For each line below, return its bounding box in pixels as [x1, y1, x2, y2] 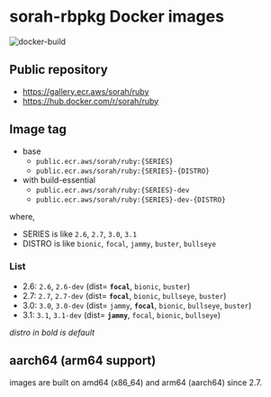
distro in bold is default [9, 327, 95, 338]
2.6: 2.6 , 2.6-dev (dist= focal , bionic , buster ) [22, 281, 191, 292]
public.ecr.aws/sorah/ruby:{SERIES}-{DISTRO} [35, 167, 210, 176]
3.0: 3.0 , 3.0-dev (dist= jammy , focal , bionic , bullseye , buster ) [22, 300, 252, 311]
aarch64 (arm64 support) [9, 353, 157, 368]
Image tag [9, 122, 68, 137]
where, [9, 211, 36, 221]
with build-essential [22, 174, 96, 185]
